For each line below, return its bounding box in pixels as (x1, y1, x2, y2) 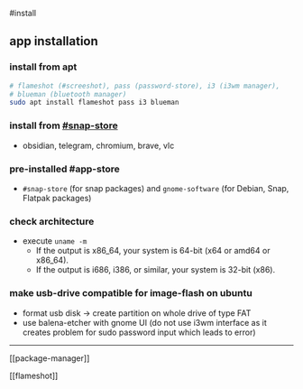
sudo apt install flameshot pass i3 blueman (9, 98, 179, 107)
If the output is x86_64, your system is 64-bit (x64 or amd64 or (35, 245, 271, 256)
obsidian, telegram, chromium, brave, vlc (22, 140, 175, 151)
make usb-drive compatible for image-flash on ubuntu (9, 287, 252, 300)
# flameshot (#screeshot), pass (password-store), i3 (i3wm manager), (9, 81, 280, 90)
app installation (9, 33, 99, 49)
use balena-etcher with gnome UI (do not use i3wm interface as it (22, 317, 268, 328)
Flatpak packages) (22, 192, 92, 203)
